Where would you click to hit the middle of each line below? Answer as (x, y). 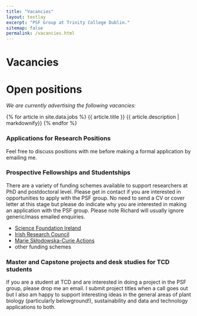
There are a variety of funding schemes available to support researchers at (97, 185)
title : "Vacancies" (30, 11)
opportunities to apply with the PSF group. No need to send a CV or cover (96, 198)
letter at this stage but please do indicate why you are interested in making (96, 204)
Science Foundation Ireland (48, 228)
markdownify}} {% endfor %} (42, 123)
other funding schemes (43, 247)
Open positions (44, 89)
